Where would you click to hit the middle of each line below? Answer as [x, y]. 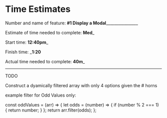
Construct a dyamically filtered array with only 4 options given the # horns [81, 85]
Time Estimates [38, 9]
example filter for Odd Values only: [41, 95]
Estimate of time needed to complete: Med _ [50, 32]
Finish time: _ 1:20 [23, 52]
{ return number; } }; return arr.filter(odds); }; [51, 110]
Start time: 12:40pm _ [27, 42]
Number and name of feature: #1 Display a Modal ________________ [72, 23]
